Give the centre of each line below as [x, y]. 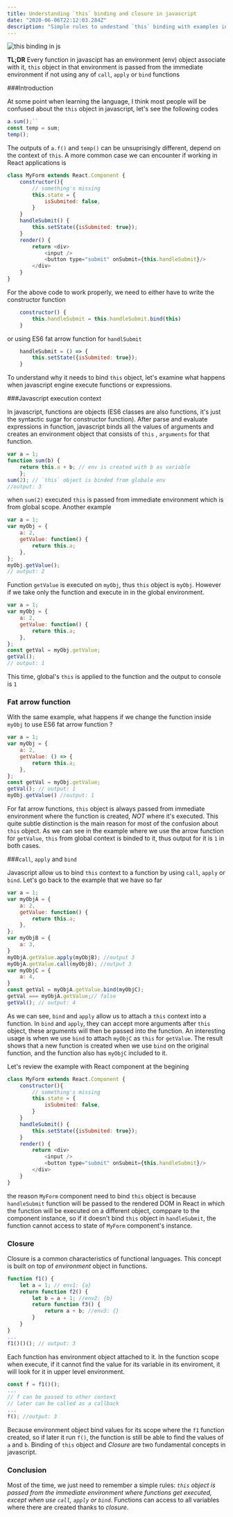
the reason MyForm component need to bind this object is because [102, 1196]
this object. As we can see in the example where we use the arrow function [115, 831]
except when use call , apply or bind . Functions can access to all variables [113, 1500]
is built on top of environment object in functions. [77, 1266]
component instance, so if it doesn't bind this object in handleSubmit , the [112, 1218]
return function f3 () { [66, 1305]
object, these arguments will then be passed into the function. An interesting [116, 1031]
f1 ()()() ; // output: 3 [42, 1343]
